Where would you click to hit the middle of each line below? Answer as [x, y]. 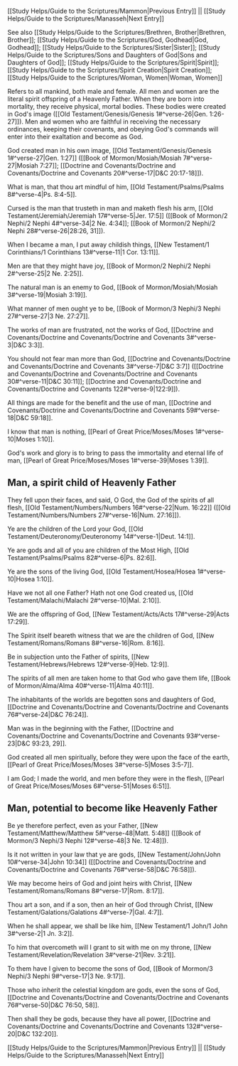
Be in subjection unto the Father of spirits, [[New [79, 657]
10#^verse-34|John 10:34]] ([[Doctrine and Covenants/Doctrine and [107, 862]
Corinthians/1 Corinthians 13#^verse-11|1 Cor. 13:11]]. [84, 252]
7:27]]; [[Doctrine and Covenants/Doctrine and [108, 166]
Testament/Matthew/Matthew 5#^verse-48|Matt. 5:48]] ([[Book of [104, 833]
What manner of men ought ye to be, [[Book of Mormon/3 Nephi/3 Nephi [114, 308]
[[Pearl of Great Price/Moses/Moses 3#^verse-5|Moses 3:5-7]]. [101, 765]
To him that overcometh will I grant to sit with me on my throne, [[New [109, 947]
